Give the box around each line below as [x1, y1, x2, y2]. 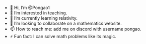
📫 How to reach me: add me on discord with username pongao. [9, 26, 142, 32]
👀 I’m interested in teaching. [9, 10, 67, 16]
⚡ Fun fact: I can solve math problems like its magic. [9, 34, 117, 39]
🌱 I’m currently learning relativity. [9, 15, 78, 21]
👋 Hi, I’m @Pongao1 [9, 5, 50, 10]
